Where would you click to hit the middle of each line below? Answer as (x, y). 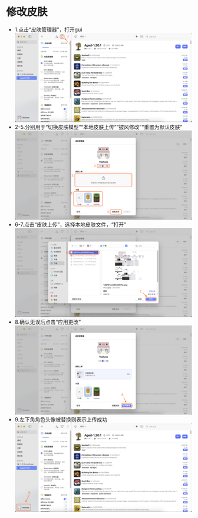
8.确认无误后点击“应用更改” (48, 322)
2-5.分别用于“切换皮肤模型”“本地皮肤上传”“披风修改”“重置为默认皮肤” (98, 127)
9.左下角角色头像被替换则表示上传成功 (61, 419)
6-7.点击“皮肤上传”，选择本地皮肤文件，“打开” (70, 224)
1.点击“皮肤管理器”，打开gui (48, 29)
